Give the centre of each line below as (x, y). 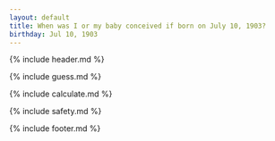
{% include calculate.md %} (61, 94)
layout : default (39, 17)
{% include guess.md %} (55, 77)
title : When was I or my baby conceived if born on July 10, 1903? (138, 26)
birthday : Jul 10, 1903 (54, 34)
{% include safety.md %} (56, 112)
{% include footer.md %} (55, 129)
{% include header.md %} (57, 60)
